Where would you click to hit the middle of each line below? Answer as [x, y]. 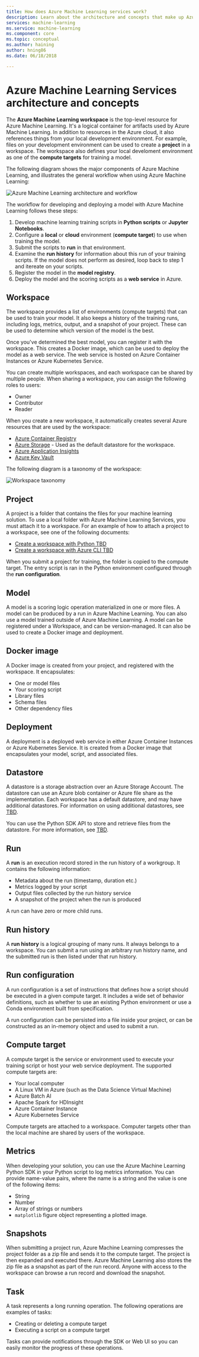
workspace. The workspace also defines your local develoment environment [99, 151]
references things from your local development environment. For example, [97, 138]
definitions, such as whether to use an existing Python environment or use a [99, 1002]
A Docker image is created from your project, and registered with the [90, 665]
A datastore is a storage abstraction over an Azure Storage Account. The [95, 787]
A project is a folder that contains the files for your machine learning [89, 513]
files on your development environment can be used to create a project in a [98, 144]
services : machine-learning [41, 23]
